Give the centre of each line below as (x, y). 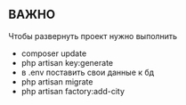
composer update (54, 53)
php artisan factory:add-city (73, 91)
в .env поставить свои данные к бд (88, 72)
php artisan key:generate (67, 62)
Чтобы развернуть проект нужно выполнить (93, 36)
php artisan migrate (57, 81)
